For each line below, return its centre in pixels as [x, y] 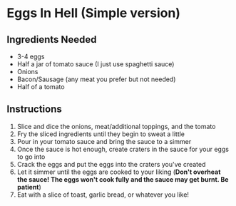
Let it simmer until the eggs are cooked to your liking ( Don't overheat [119, 172]
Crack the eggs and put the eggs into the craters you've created [111, 164]
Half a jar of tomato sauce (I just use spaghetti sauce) [96, 64]
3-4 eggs [31, 56]
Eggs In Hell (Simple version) [94, 13]
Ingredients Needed [52, 40]
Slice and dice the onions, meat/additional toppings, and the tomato [116, 126]
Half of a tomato [41, 87]
